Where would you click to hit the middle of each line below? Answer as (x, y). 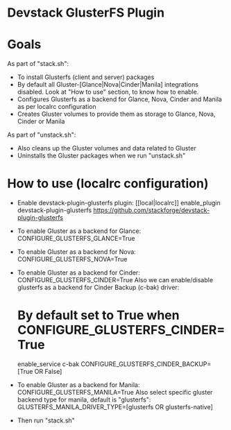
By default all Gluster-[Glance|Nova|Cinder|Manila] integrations (108, 85)
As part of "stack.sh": (38, 64)
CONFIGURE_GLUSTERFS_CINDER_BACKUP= (146, 364)
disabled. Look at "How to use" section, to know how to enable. (108, 92)
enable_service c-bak (48, 364)
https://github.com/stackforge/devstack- (152, 210)
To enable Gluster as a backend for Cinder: (78, 273)
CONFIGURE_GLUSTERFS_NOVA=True (72, 259)
